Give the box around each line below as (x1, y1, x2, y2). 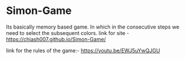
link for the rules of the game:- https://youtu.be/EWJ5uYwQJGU (6, 47, 160, 54)
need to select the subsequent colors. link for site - (6, 29, 129, 36)
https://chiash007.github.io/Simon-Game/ (6, 36, 107, 43)
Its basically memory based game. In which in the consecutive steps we (6, 23, 180, 30)
